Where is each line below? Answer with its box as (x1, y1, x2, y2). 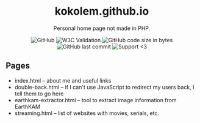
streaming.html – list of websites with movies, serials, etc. (14, 109, 160, 117)
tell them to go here (14, 90, 64, 97)
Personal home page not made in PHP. (53, 24, 151, 32)
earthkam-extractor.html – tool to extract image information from (14, 96, 177, 103)
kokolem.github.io (54, 4, 149, 18)
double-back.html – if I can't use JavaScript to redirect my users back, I (14, 83, 195, 91)
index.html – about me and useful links (14, 76, 112, 84)
